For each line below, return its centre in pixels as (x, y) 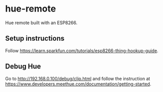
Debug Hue (23, 67)
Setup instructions (35, 38)
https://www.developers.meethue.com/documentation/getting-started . (78, 84)
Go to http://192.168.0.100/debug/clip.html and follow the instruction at (78, 78)
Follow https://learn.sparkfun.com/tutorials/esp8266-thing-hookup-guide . (82, 50)
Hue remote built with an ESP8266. (41, 23)
